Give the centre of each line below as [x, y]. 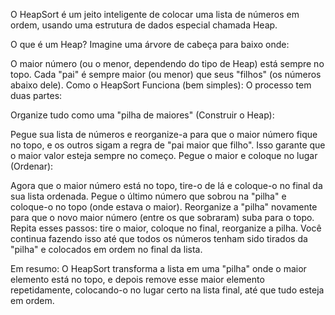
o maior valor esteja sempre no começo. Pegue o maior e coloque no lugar [164, 155]
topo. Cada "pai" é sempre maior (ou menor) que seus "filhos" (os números [166, 74]
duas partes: [36, 95]
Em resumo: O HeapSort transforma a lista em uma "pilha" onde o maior [158, 268]
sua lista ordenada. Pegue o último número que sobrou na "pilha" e [148, 196]
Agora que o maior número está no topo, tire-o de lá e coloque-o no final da [166, 185]
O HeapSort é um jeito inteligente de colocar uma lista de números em [155, 14]
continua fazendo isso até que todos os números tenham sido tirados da [159, 238]
